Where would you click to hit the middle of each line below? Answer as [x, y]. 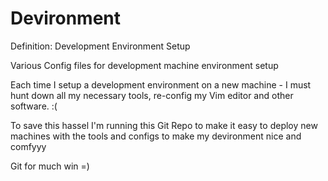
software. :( [34, 106]
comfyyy [28, 146]
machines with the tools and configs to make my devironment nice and [156, 136]
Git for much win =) [50, 166]
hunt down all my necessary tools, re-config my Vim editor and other [152, 95]
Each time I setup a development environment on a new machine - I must [161, 84]
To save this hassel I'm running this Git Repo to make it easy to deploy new [164, 125]
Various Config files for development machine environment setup [144, 65]
